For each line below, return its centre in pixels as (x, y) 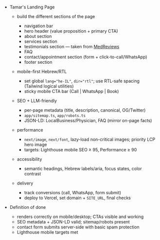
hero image (36, 145)
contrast (33, 174)
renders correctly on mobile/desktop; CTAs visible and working (80, 217)
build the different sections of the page (56, 16)
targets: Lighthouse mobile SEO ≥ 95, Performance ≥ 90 (80, 150)
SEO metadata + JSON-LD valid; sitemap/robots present (73, 222)
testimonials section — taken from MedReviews (72, 46)
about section (38, 36)
